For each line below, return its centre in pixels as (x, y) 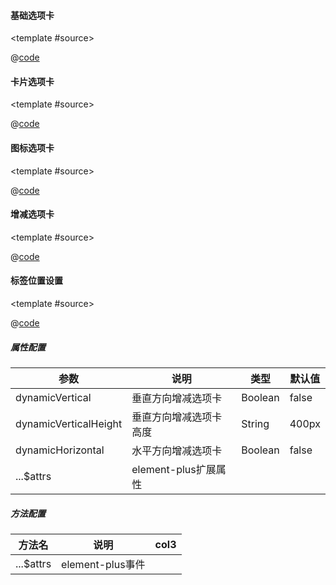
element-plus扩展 (174, 469)
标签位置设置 (36, 281)
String (255, 423)
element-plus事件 (103, 564)
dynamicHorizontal (60, 450)
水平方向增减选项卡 (177, 450)
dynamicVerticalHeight (69, 423)
